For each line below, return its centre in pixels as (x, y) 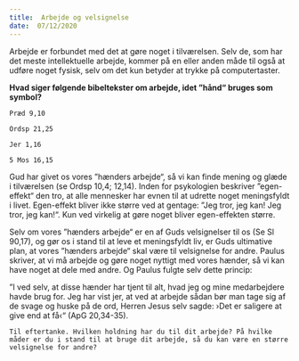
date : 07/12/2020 (43, 26)
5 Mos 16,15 (31, 160)
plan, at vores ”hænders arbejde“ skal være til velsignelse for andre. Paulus (147, 250)
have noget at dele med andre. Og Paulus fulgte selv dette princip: (131, 269)
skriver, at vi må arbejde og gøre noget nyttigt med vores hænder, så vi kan (147, 260)
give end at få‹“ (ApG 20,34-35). (69, 315)
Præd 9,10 (28, 113)
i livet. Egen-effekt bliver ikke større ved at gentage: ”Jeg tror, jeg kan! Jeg (145, 205)
